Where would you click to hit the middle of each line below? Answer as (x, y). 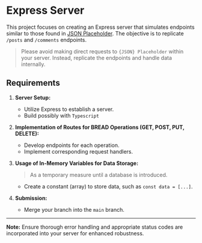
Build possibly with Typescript (61, 115)
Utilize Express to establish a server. (69, 109)
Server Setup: (33, 97)
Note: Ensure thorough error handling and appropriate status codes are (95, 227)
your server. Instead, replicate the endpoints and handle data (96, 58)
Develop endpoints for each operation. (72, 145)
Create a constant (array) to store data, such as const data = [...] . (109, 186)
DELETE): (27, 133)
